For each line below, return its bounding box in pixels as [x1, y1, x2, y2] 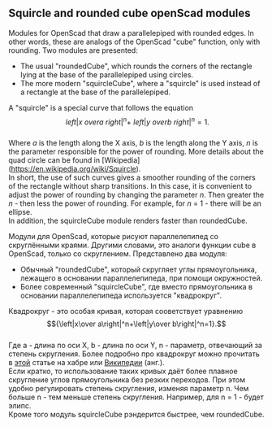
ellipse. [8, 207, 32, 217]
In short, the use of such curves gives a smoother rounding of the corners [8, 172, 256, 182]
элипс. [8, 401, 32, 411]
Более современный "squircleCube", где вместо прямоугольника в [19, 282, 253, 292]
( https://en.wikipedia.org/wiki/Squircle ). [8, 164, 141, 174]
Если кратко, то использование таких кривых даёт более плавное [8, 366, 238, 377]
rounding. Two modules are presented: [8, 45, 138, 55]
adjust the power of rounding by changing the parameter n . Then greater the [8, 190, 265, 200]
